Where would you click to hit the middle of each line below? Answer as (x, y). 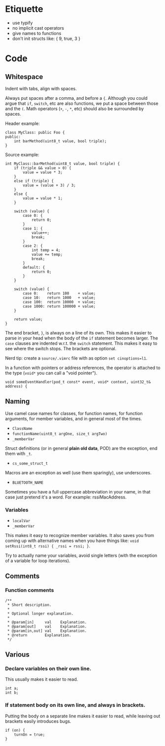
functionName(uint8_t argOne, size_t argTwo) (60, 434)
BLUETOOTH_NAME (28, 483)
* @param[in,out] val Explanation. (47, 631)
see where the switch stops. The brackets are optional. (61, 348)
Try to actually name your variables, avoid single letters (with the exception (81, 556)
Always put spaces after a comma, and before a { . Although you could (76, 98)
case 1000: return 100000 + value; (59, 306)
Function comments (30, 590)
